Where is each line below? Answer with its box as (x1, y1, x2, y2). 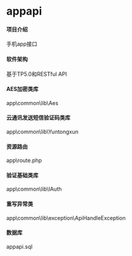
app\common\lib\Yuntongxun (6, 128, 79, 135)
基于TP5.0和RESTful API (6, 70, 67, 78)
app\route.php (6, 157, 43, 164)
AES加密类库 (6, 86, 39, 93)
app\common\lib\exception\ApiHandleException (6, 214, 126, 221)
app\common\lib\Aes (6, 99, 59, 106)
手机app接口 (6, 40, 38, 48)
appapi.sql (6, 243, 33, 250)
